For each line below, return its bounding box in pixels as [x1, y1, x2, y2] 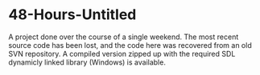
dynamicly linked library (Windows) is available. [8, 57, 167, 67]
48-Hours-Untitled [8, 6, 137, 24]
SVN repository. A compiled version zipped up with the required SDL [8, 49, 236, 58]
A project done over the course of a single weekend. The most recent [8, 32, 239, 41]
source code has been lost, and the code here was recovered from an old [8, 40, 252, 49]
